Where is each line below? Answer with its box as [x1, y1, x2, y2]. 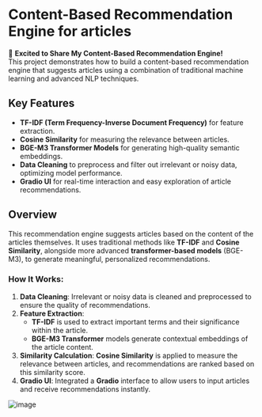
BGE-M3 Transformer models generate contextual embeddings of [31, 334, 249, 343]
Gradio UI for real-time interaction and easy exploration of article [19, 176, 232, 186]
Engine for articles [8, 22, 132, 40]
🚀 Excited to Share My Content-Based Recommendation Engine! [8, 48, 223, 58]
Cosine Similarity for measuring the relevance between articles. [19, 135, 230, 144]
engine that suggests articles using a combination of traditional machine [8, 65, 244, 74]
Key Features [8, 97, 75, 110]
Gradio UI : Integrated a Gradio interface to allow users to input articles [19, 376, 250, 385]
